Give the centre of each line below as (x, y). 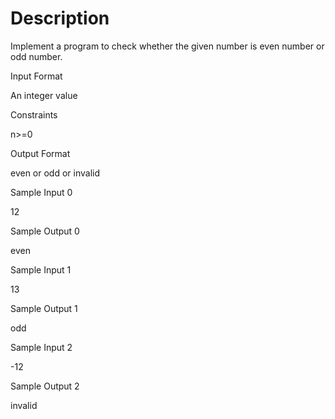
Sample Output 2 (45, 386)
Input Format (36, 76)
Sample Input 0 (41, 192)
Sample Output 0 (45, 231)
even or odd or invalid (55, 173)
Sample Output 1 (44, 308)
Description (60, 18)
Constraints (34, 114)
